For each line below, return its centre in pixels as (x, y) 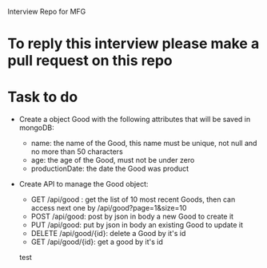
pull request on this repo (90, 61)
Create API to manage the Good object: (84, 184)
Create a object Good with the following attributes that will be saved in (135, 120)
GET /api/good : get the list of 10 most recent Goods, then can (133, 199)
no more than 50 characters (77, 152)
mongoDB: (37, 128)
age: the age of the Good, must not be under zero (113, 160)
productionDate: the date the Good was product (110, 169)
